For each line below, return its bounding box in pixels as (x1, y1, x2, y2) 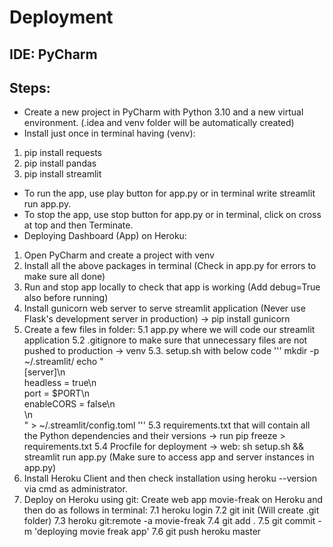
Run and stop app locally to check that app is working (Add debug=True (23, 281, 321, 293)
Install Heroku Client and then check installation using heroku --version (23, 472, 317, 485)
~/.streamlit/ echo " (23, 356, 104, 368)
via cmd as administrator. (23, 483, 128, 495)
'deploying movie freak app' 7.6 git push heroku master (33, 526, 262, 538)
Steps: (9, 79, 51, 96)
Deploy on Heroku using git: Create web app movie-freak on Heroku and (23, 494, 324, 506)
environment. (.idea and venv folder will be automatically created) (23, 117, 295, 129)
